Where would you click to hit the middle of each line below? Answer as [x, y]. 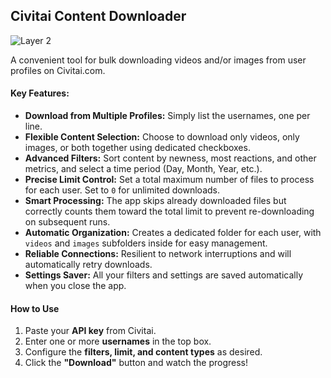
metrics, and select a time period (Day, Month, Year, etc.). [143, 169]
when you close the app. [75, 286]
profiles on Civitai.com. [58, 70]
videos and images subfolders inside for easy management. [146, 243]
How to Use [35, 308]
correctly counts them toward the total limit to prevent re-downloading [169, 211]
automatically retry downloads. [88, 265]
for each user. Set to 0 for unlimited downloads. [122, 190]
